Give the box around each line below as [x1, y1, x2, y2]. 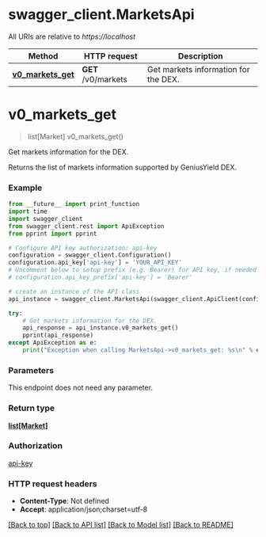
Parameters [8, 364, 54, 375]
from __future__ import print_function [8, 200, 140, 208]
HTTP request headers [8, 478, 97, 489]
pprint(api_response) [22, 331, 93, 340]
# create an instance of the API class [8, 288, 140, 295]
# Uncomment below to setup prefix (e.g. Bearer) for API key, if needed [8, 266, 257, 274]
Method [28, 50, 59, 61]
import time [8, 208, 47, 215]
